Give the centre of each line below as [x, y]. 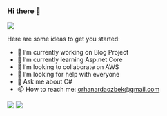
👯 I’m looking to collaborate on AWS [68, 67]
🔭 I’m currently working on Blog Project [73, 52]
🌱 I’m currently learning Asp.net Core [70, 60]
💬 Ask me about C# [45, 81]
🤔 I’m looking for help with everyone [68, 75]
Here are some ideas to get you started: [64, 39]
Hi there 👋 [24, 11]
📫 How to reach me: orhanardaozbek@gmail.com [88, 90]
